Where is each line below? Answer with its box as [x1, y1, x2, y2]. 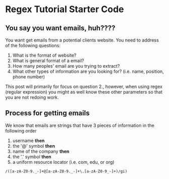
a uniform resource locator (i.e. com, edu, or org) [12, 159, 115, 165]
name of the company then [12, 148, 70, 154]
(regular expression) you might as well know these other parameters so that [5, 89, 163, 95]
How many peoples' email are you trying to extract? [12, 63, 120, 69]
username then [12, 138, 45, 144]
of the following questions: [5, 42, 61, 49]
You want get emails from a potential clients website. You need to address [5, 37, 159, 43]
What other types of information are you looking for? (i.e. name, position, [12, 68, 164, 74]
